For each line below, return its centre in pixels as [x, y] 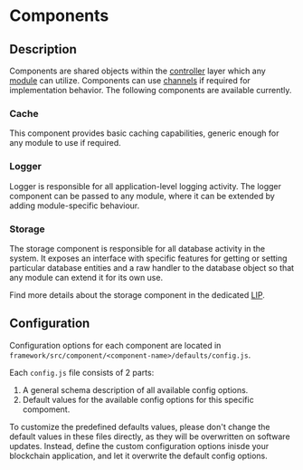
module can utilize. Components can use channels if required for [130, 81]
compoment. [46, 409]
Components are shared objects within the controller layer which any [138, 71]
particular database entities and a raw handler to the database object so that [152, 267]
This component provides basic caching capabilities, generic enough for [144, 133]
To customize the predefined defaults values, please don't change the [140, 427]
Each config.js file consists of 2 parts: [82, 372]
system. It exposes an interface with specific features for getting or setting [148, 258]
